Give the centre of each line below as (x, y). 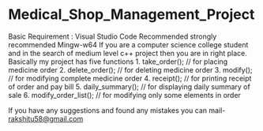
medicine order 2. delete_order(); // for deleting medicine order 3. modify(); (130, 69)
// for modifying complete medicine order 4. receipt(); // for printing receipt (130, 78)
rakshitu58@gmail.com (46, 118)
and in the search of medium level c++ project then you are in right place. (128, 53)
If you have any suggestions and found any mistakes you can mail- (117, 110)
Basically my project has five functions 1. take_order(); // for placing (118, 62)
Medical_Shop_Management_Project (131, 15)
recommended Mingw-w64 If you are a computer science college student (128, 44)
